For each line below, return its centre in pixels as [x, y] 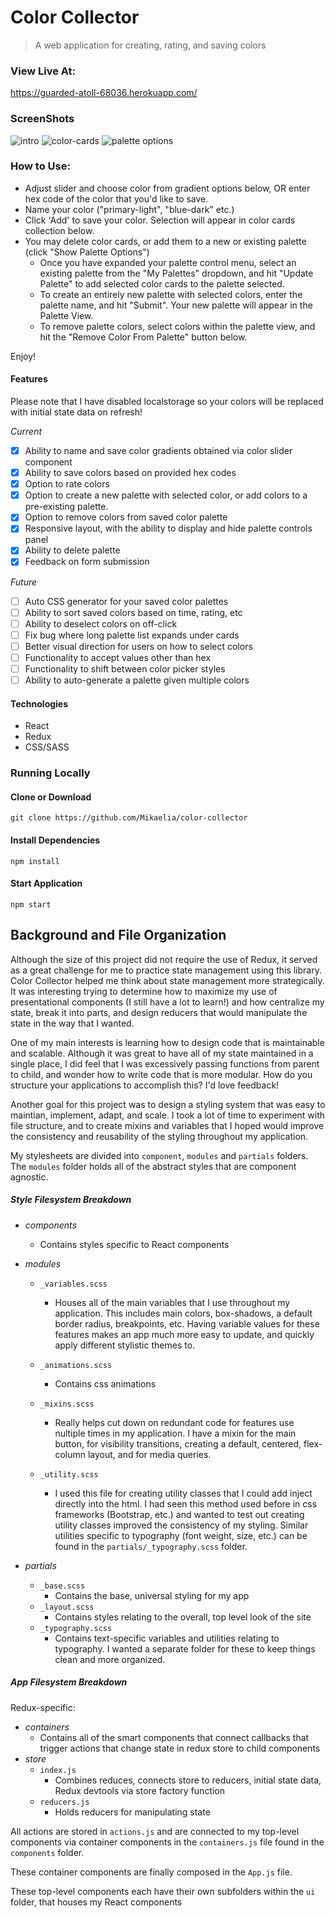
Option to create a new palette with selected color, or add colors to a [166, 495]
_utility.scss [69, 1474]
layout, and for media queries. [149, 1454]
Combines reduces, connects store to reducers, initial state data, [188, 1780]
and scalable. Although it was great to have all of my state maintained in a [162, 1053]
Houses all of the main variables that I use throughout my [172, 1302]
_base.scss [62, 1586]
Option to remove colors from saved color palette [126, 517]
